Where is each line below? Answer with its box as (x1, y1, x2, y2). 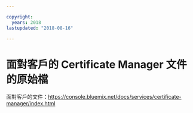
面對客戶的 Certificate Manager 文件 (6, 58, 187, 71)
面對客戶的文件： (6, 93, 48, 101)
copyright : (6, 14, 33, 20)
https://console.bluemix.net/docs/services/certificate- (48, 93, 182, 101)
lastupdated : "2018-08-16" (6, 25, 73, 31)
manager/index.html (6, 100, 56, 107)
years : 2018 (11, 19, 42, 26)
